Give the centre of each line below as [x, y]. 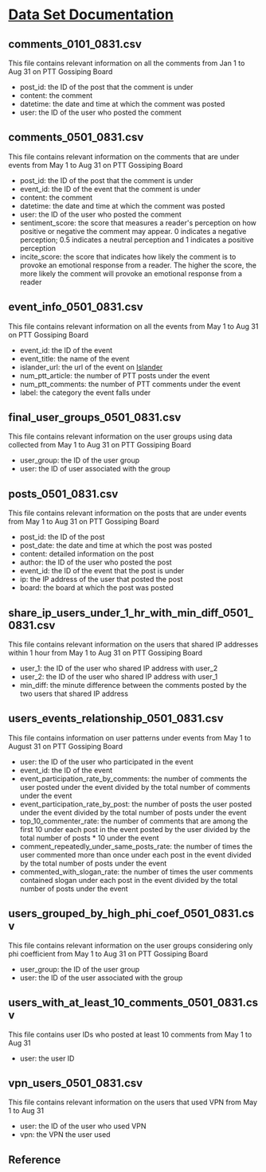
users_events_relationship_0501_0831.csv [116, 719]
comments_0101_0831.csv [75, 44]
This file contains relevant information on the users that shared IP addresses [133, 645]
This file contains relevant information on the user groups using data [120, 436]
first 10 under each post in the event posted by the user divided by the [135, 829]
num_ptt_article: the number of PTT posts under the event [115, 375]
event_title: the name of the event [74, 358]
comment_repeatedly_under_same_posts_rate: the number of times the [136, 846]
